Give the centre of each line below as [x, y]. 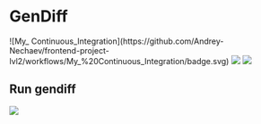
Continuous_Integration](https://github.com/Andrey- [127, 41]
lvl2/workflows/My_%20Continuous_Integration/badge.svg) [119, 61]
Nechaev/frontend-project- [59, 50]
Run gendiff [43, 90]
